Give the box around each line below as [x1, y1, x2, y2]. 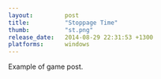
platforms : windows [8, 41, 90, 48]
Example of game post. [8, 62, 84, 71]
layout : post [8, 11, 80, 20]
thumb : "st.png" [8, 26, 93, 34]
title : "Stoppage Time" [8, 19, 118, 27]
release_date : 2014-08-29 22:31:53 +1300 [8, 33, 154, 41]
